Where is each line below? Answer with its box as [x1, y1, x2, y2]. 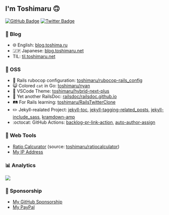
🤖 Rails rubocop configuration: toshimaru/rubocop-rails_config [12, 77, 143, 83]
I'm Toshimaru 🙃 [5, 5, 60, 13]
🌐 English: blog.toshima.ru [12, 42, 68, 48]
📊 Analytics [5, 162, 36, 169]
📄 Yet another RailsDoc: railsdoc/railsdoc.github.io [12, 93, 117, 99]
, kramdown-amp [39, 114, 75, 120]
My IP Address [12, 149, 43, 155]
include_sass [12, 114, 40, 120]
